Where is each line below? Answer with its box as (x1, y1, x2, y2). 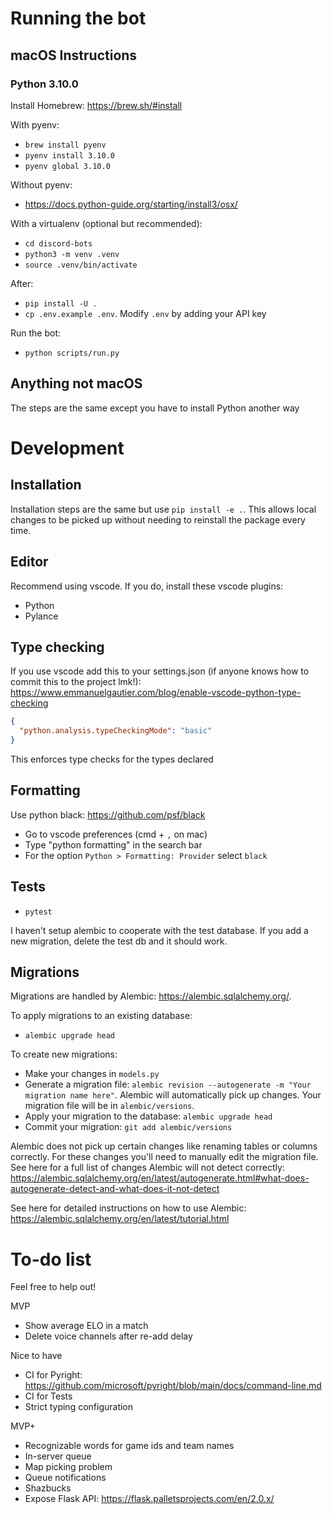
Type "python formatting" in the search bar (24, 838, 203, 851)
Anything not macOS (10, 375, 143, 392)
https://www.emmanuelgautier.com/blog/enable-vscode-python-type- (10, 687, 302, 699)
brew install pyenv (24, 140, 107, 150)
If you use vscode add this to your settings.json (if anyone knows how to (10, 665, 310, 677)
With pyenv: (10, 118, 60, 131)
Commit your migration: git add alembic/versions (24, 1121, 233, 1133)
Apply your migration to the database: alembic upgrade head (24, 1110, 273, 1122)
